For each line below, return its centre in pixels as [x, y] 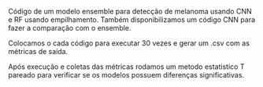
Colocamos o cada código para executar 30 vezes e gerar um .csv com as [129, 43]
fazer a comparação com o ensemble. [70, 28]
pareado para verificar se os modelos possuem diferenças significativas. [126, 75]
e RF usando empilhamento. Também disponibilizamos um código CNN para [132, 20]
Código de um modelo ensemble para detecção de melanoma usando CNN [130, 11]
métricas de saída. [38, 51]
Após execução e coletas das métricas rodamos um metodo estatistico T [126, 67]
